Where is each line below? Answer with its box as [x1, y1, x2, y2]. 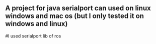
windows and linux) [5, 19, 68, 28]
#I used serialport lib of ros [5, 32, 61, 39]
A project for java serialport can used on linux [5, 4, 151, 12]
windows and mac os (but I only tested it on [5, 12, 144, 20]
